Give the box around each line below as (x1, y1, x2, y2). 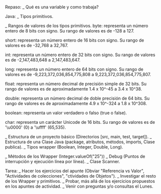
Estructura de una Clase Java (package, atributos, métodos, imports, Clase (5, 139, 155, 145)
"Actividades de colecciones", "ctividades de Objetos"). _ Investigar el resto (5, 173, 156, 179)
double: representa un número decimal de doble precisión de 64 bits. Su (5, 95, 150, 101)
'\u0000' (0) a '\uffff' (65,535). (5, 124, 66, 130)
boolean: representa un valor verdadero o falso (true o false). (5, 110, 127, 116)
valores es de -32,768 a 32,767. (5, 43, 68, 48)
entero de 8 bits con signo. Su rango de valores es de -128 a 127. (5, 28, 134, 33)
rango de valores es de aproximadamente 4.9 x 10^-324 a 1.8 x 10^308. (5, 101, 147, 106)
